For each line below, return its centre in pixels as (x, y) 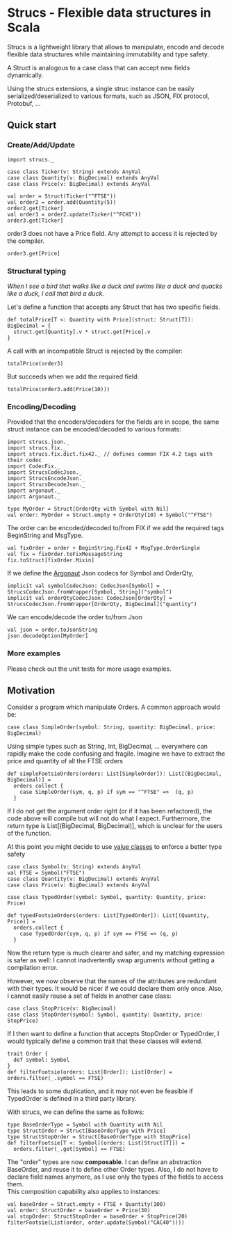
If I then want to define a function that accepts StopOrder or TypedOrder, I (113, 1034)
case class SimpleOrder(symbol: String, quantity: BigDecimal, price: (111, 727)
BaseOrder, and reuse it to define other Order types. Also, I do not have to (113, 1170)
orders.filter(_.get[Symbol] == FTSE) (70, 1150)
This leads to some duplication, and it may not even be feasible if (100, 1091)
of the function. (29, 834)
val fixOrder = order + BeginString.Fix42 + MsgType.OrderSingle (103, 548)
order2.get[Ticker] (35, 208)
